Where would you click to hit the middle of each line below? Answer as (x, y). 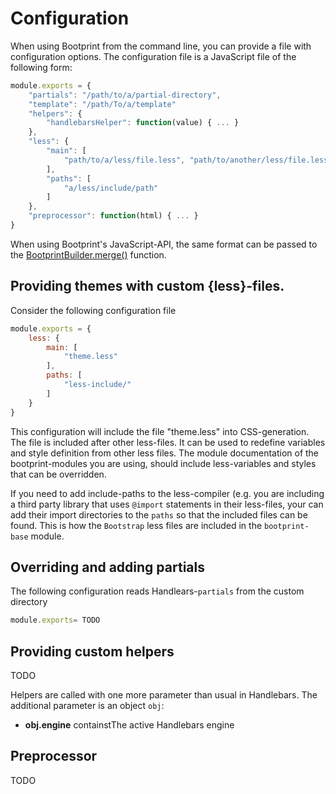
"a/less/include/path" (111, 188)
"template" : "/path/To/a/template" (102, 104)
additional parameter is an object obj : (87, 705)
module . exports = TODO (55, 620)
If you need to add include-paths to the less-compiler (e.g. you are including (167, 493)
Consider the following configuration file (93, 310)
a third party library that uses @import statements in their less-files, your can (167, 504)
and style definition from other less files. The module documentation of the (165, 453)
